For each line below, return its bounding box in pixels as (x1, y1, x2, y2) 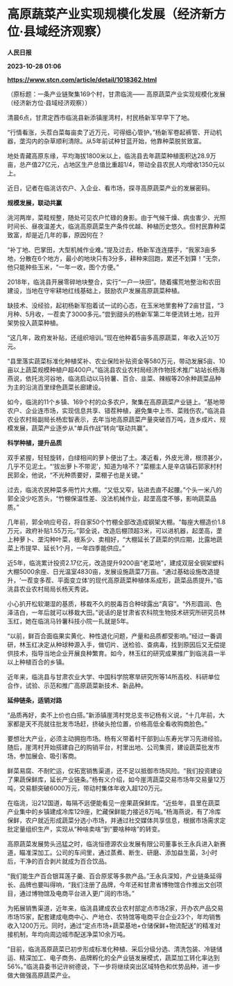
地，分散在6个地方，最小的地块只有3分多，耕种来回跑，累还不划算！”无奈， (7, 254, 224, 262)
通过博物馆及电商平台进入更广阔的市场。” (19, 889, 135, 898)
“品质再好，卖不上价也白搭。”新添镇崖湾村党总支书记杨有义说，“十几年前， (7, 710, 219, 719)
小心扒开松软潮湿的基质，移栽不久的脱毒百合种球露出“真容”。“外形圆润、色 (7, 599, 222, 607)
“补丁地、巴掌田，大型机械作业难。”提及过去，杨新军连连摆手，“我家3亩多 (7, 245, 217, 254)
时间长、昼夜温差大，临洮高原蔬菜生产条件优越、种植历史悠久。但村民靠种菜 (7, 222, 226, 230)
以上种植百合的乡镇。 (7, 658, 68, 666)
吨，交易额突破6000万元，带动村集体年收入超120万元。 (7, 784, 166, 792)
